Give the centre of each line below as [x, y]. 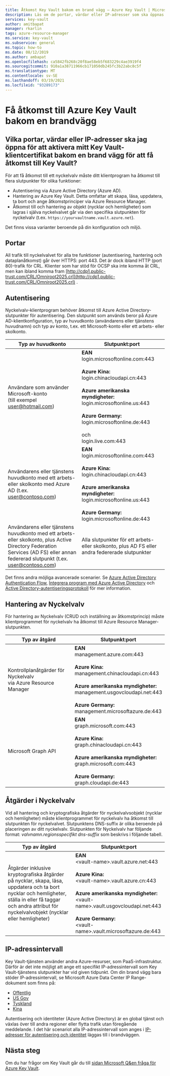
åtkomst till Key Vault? [41, 163]
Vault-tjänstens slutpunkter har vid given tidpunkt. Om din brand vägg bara [83, 972]
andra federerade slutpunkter [117, 553]
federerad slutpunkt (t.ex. [38, 559]
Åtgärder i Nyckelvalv [40, 801]
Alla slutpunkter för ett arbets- [118, 540]
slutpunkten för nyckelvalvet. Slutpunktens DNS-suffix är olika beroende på [84, 823]
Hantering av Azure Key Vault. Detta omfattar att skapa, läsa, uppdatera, [88, 196]
